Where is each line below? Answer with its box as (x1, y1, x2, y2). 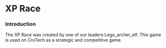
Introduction (5, 21, 36, 28)
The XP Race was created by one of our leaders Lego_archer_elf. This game (5, 32, 162, 38)
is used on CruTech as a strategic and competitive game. (5, 37, 122, 43)
